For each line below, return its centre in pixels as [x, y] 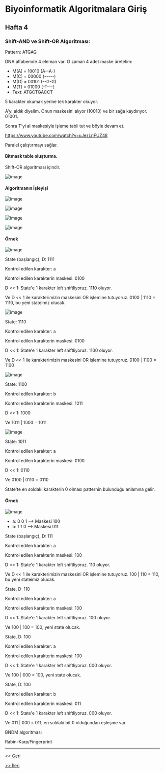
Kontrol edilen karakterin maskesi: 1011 [44, 403]
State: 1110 [15, 322]
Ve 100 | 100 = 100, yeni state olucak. [42, 627]
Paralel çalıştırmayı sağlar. [31, 145]
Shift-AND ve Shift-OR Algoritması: [48, 41]
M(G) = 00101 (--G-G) [34, 81]
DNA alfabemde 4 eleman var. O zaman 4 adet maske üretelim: [69, 61]
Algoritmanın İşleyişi [27, 188]
